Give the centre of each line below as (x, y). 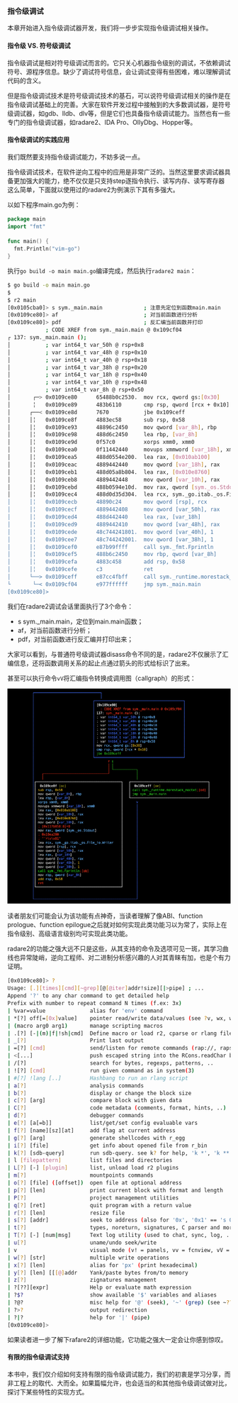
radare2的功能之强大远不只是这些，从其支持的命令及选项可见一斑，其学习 (115, 949)
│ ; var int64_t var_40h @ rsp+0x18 (77, 360)
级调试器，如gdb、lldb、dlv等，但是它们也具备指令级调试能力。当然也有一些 (119, 113)
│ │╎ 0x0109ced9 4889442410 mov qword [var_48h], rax (114, 524)
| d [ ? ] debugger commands (75, 1116)
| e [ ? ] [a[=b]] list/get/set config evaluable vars (103, 1123)
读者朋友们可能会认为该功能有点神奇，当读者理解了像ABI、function (105, 916)
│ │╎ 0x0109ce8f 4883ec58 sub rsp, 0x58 (96, 420)
